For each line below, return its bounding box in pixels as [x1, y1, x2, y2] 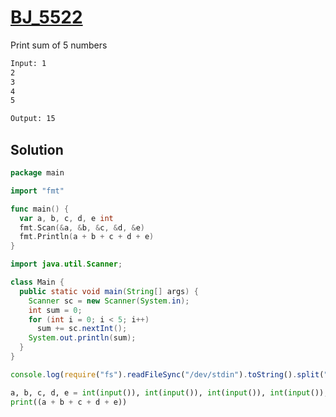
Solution [10, 141, 64, 158]
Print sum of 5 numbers [10, 39, 108, 51]
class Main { [10, 277, 65, 287]
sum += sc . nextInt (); [36, 324, 128, 334]
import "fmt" [10, 186, 65, 196]
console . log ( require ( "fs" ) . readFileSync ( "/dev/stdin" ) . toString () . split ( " [10, 369, 329, 380]
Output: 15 [10, 114, 56, 124]
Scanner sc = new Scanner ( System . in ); [28, 296, 190, 306]
